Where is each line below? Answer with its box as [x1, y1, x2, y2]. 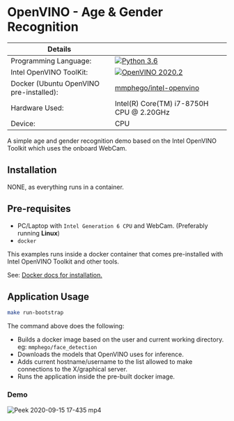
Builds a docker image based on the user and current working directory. [17, 335, 224, 344]
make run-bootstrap [7, 309, 64, 316]
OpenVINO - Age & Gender [7, 4, 164, 20]
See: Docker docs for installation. [7, 270, 103, 279]
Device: [10, 118, 36, 128]
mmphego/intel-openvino [114, 83, 200, 93]
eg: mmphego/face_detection [17, 343, 97, 351]
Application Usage [7, 291, 89, 303]
